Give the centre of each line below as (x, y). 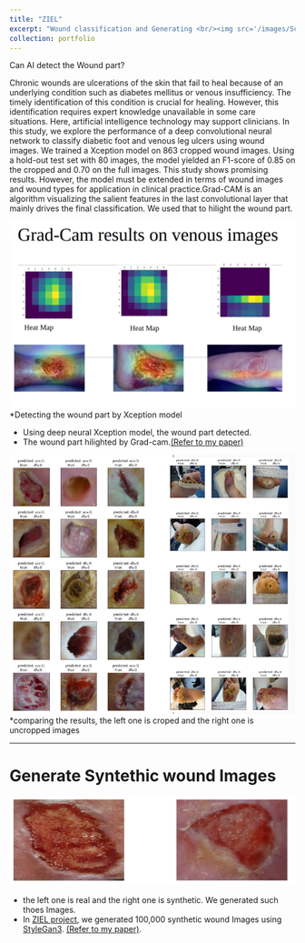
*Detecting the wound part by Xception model (96, 415)
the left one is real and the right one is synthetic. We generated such (150, 900)
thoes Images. (49, 910)
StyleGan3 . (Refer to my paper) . (82, 929)
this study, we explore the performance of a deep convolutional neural (141, 131)
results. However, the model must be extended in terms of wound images (146, 180)
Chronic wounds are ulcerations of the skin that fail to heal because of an (147, 83)
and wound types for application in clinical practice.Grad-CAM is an (136, 189)
